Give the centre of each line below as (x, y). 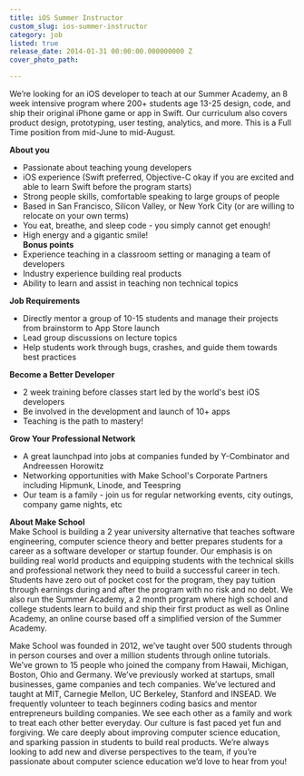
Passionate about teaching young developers (107, 167)
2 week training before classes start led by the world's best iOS (141, 392)
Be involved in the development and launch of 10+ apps (126, 411)
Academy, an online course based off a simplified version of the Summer (146, 619)
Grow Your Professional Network (73, 438)
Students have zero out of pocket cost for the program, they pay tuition (142, 580)
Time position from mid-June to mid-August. (93, 132)
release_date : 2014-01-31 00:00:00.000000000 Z (101, 52)
